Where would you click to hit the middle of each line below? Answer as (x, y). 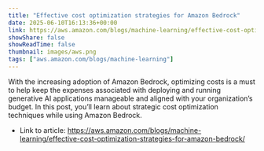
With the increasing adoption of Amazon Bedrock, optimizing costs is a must (132, 81)
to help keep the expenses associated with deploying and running (115, 90)
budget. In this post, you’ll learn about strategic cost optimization (113, 106)
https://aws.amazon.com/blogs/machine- (134, 130)
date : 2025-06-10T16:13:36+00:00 (63, 23)
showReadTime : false (42, 45)
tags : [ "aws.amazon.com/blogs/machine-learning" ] (91, 60)
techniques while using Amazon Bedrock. (75, 115)
